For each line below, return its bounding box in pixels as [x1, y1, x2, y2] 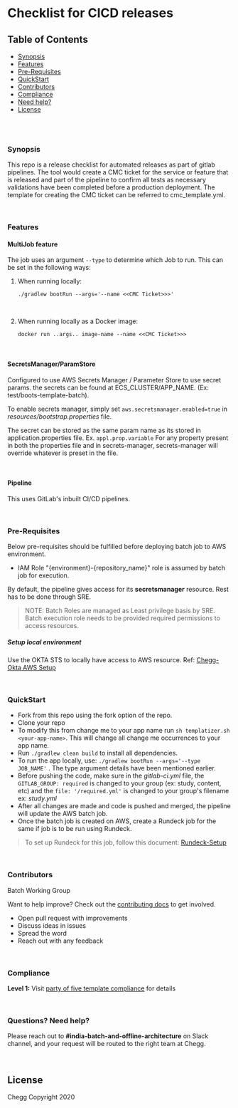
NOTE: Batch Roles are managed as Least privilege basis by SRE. [24, 607, 215, 615]
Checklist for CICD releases [7, 5, 174, 21]
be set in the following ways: [7, 263, 91, 272]
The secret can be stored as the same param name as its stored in [7, 426, 201, 434]
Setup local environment [7, 637, 82, 646]
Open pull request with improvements [17, 914, 128, 922]
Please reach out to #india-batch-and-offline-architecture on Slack [7, 1032, 209, 1040]
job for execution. [17, 571, 70, 580]
